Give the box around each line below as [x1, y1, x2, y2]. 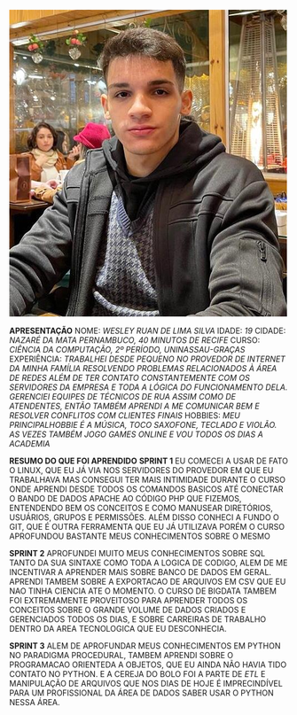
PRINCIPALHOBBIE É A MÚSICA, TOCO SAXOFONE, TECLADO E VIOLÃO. [9, 420, 277, 430]
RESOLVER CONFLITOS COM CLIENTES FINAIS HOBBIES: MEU [9, 410, 241, 421]
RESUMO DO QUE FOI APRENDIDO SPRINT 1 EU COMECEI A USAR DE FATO [9, 455, 289, 466]
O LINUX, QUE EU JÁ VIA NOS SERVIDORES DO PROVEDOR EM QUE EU [9, 465, 274, 475]
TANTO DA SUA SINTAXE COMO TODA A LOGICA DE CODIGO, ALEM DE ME [9, 557, 288, 568]
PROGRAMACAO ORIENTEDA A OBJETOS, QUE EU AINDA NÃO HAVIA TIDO [9, 659, 287, 670]
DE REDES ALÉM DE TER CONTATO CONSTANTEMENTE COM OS [9, 373, 250, 383]
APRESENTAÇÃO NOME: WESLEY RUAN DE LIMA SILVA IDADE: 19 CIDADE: [9, 325, 286, 336]
